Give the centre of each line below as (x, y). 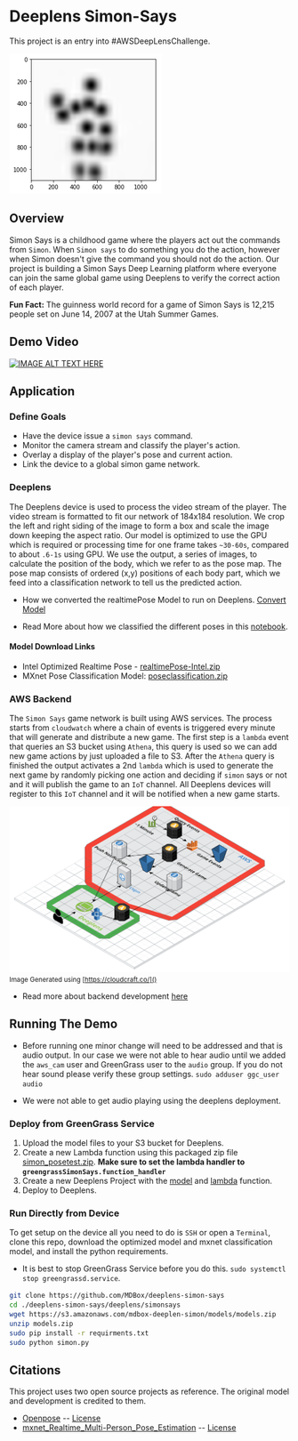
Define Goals (38, 416)
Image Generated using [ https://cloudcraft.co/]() (83, 979)
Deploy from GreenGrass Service (82, 1123)
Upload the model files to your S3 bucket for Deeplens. (123, 1143)
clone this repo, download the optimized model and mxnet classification (141, 1242)
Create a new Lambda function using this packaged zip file (130, 1152)
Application (42, 391)
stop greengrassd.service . (71, 1278)
